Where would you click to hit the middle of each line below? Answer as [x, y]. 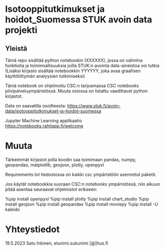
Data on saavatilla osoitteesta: [36, 106]
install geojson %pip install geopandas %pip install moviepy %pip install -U [82, 204]
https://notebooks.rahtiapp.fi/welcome [44, 126]
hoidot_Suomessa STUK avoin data [79, 20]
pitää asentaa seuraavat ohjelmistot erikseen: [51, 189]
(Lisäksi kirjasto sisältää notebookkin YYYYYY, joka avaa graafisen [73, 71]
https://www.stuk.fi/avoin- [94, 106]
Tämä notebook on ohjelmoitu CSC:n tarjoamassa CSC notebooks [72, 86]
